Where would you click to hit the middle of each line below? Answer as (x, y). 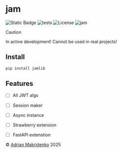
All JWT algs (25, 95)
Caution (13, 32)
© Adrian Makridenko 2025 (33, 144)
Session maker (28, 105)
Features (19, 84)
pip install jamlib (25, 68)
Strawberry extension (35, 125)
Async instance (28, 115)
